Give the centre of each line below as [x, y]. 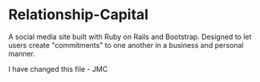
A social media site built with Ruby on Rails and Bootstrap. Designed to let [130, 37]
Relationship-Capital [78, 15]
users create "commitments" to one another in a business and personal [126, 45]
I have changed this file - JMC [58, 68]
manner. [22, 53]
